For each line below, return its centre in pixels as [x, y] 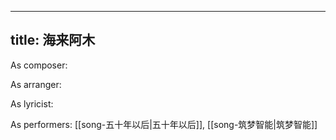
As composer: [39, 65]
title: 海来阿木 [53, 40]
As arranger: [36, 84]
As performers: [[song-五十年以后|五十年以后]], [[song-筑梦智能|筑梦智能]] [164, 124]
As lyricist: [32, 103]
